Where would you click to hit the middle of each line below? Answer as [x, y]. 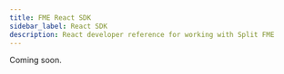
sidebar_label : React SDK [58, 26]
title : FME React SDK [51, 18]
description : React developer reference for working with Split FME [142, 34]
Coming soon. [35, 60]
